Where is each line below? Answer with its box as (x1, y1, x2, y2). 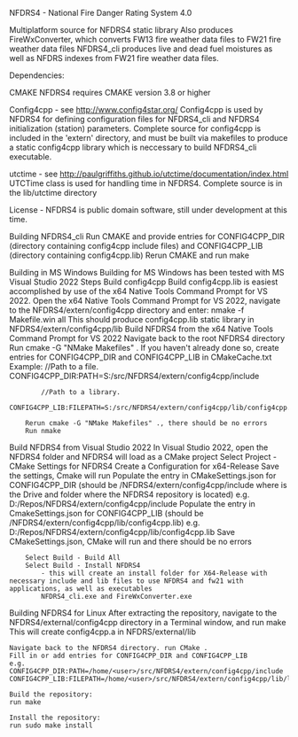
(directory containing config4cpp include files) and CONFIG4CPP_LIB (9, 241, 263, 251)
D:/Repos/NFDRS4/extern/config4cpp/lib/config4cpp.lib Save (9, 527, 235, 537)
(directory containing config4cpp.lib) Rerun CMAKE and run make (9, 250, 250, 260)
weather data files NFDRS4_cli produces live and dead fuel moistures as (9, 43, 273, 54)
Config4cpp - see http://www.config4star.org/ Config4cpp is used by (9, 105, 263, 114)
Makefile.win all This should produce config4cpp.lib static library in (9, 314, 255, 324)
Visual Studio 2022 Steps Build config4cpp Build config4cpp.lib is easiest (9, 276, 278, 287)
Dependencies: (9, 70, 65, 81)
